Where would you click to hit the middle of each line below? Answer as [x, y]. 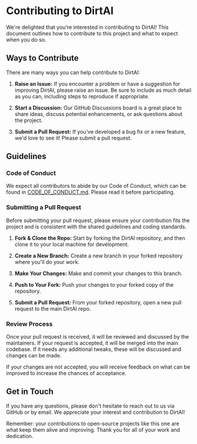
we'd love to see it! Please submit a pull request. [73, 138]
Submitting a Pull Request [44, 207]
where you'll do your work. [47, 262]
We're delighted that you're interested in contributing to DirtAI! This [87, 27]
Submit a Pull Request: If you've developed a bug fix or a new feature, [100, 131]
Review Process [29, 324]
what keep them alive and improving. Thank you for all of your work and [93, 430]
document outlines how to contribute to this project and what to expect [92, 33]
